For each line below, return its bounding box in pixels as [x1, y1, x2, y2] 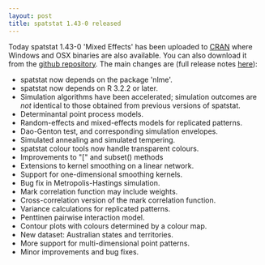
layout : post [8, 11, 53, 20]
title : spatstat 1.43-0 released [8, 19, 122, 28]
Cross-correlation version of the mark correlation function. [19, 195, 216, 205]
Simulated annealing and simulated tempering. [19, 135, 176, 144]
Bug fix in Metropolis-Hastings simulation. [19, 177, 160, 187]
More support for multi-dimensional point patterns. [19, 238, 190, 248]
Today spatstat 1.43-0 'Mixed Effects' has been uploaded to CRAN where [8, 41, 253, 51]
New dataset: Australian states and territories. [19, 229, 174, 239]
